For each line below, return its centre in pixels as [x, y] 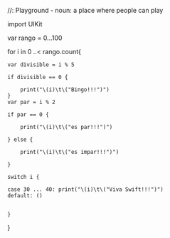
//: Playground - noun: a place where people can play [85, 10]
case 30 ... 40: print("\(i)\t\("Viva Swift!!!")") [85, 190]
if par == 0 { [28, 115]
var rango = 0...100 [35, 38]
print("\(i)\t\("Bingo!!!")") [65, 90]
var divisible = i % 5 [41, 65]
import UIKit [25, 24]
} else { [20, 140]
